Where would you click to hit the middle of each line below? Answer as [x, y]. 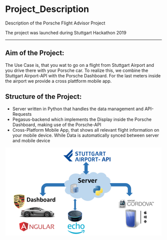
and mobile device [31, 140]
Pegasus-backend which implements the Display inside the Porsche [82, 119]
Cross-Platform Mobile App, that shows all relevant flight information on [86, 130]
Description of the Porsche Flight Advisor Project [55, 23]
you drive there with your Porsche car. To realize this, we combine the [77, 70]
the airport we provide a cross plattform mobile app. [58, 81]
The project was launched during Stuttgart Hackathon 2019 [66, 32]
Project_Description [47, 9]
